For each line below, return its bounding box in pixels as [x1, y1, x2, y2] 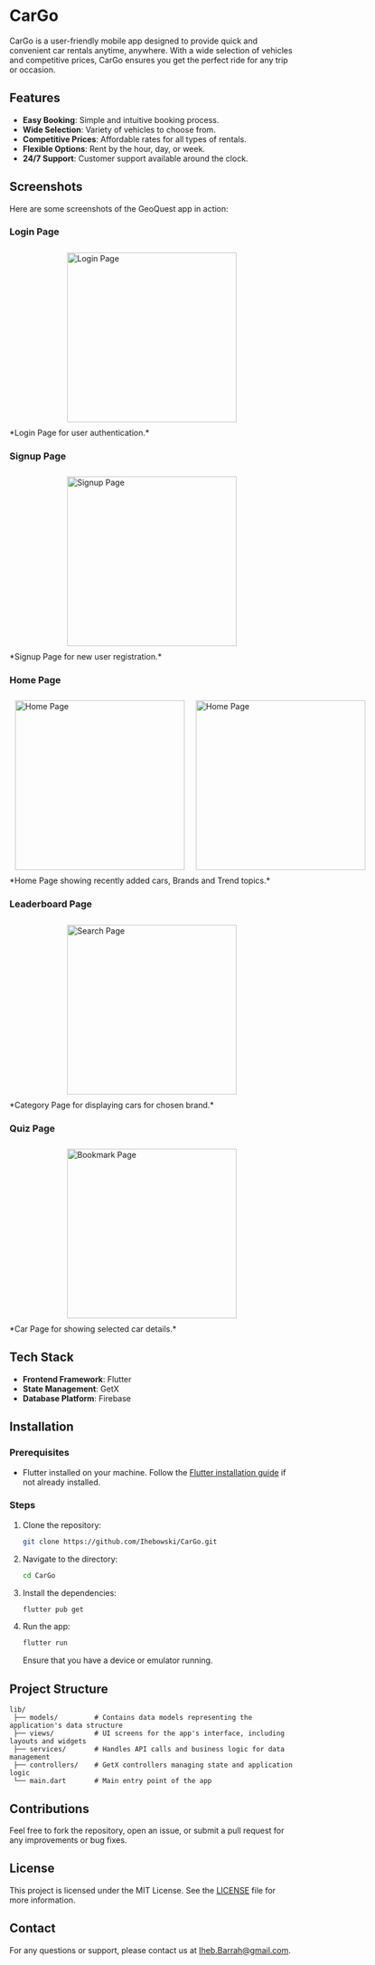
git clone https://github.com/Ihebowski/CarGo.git [22, 1537, 218, 1546]
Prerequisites [9, 1447, 70, 1459]
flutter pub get [22, 1605, 84, 1614]
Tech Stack [9, 1350, 74, 1365]
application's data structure [9, 1721, 124, 1731]
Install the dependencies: [22, 1587, 117, 1598]
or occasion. [9, 64, 56, 75]
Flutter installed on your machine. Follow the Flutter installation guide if [22, 1467, 286, 1477]
